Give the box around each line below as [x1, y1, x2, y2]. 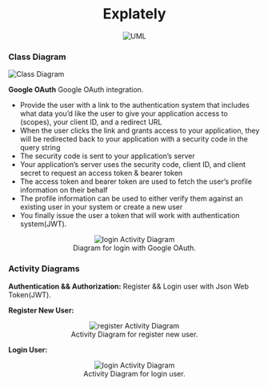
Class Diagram [8, 51, 66, 62]
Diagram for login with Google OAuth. [73, 243, 196, 253]
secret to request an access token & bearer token [19, 169, 183, 178]
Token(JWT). [8, 289, 52, 300]
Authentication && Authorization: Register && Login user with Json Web [8, 281, 250, 291]
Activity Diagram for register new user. [70, 329, 198, 339]
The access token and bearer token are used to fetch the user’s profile [19, 177, 252, 186]
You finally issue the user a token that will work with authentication [19, 211, 240, 221]
